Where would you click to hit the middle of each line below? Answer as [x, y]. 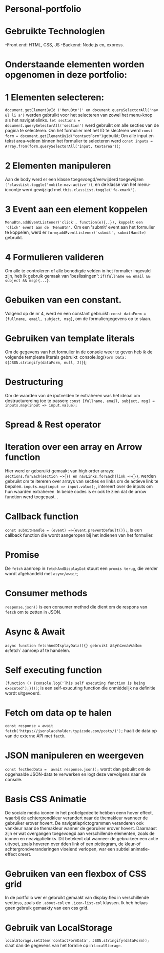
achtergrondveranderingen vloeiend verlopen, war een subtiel [67, 849]
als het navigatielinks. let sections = [43, 120]
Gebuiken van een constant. [63, 300]
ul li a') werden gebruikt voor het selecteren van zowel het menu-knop [79, 115]
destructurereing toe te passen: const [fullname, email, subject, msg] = [80, 401]
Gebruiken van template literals [70, 338]
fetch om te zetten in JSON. [33, 612]
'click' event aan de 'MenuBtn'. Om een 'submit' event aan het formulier [80, 227]
